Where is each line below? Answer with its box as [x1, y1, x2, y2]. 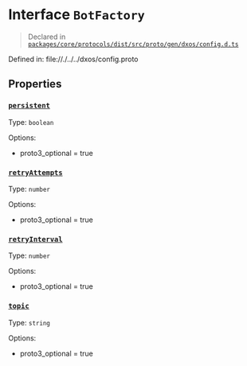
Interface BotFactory [8, 6, 145, 24]
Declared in [27, 32, 66, 41]
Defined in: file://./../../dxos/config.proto [8, 54, 139, 64]
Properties [8, 77, 62, 91]
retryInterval [8, 235, 63, 243]
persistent [8, 101, 50, 111]
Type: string [8, 317, 50, 327]
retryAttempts [8, 168, 63, 177]
